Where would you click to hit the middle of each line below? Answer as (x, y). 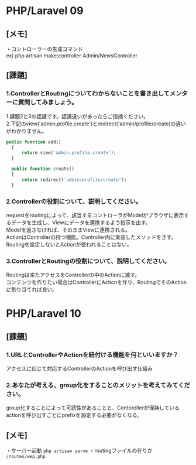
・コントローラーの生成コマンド (44, 49)
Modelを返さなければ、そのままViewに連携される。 (68, 230)
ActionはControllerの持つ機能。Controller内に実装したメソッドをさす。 (91, 237)
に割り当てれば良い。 (32, 290)
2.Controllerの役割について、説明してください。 (74, 201)
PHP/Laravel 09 (45, 11)
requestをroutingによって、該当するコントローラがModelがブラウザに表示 (95, 215)
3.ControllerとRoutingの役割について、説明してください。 (88, 261)
